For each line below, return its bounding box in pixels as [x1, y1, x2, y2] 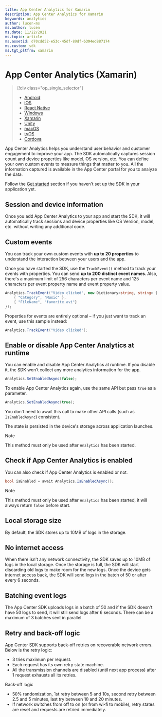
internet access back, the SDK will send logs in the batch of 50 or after [5, 572, 147, 578]
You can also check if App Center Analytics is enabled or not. [5, 469, 128, 475]
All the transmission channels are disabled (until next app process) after [12, 667, 157, 673]
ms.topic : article [5, 35, 42, 40]
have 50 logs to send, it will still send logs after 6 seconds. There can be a [5, 610, 154, 615]
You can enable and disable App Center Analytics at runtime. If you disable [5, 362, 155, 368]
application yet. [5, 186, 36, 192]
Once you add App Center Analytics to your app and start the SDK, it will [5, 213, 150, 219]
